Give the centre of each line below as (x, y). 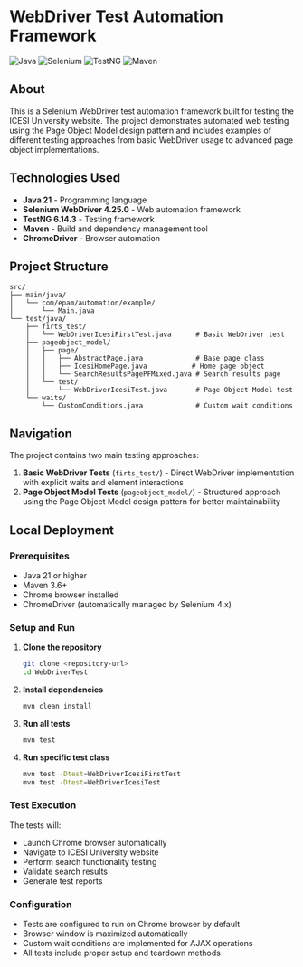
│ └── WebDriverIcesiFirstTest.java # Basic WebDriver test (155, 335)
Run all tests (46, 723)
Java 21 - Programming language (85, 200)
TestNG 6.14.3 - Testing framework (89, 219)
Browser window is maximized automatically (105, 934)
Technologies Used (65, 178)
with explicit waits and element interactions (103, 483)
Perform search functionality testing (90, 861)
